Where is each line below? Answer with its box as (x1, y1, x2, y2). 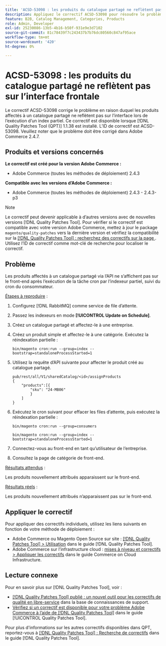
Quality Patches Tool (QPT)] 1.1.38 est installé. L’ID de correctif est (5, 123, 140, 129)
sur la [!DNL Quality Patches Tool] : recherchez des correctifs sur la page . (5, 235, 157, 241)
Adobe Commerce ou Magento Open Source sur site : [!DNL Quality (12, 536, 151, 542)
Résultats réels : (5, 484, 38, 490)
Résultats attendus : (5, 465, 46, 471)
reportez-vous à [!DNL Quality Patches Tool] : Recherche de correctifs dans (5, 630, 160, 636)
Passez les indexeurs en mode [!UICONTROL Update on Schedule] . (12, 312, 151, 318)
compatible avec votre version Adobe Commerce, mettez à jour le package (5, 225, 158, 231)
